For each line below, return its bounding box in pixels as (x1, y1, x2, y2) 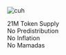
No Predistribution (7, 27, 59, 35)
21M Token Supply (7, 20, 60, 27)
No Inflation (7, 34, 40, 42)
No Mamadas (7, 41, 45, 49)
